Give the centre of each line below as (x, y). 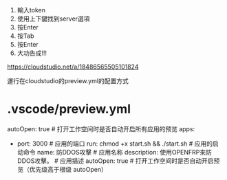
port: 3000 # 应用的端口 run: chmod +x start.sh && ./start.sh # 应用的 (115, 144)
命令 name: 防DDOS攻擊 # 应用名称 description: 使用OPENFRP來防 (117, 152)
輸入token (31, 10)
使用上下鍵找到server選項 (53, 19)
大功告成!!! (32, 53)
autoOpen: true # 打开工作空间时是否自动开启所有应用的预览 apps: (101, 128)
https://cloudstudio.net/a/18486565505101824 (73, 67)
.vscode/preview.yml (69, 109)
